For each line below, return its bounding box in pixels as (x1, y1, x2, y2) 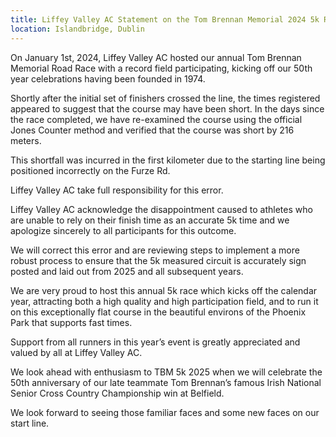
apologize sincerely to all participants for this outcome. (10, 224, 237, 236)
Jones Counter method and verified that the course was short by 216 (10, 124, 295, 136)
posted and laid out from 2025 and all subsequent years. (10, 265, 244, 277)
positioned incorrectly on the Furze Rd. (10, 164, 171, 176)
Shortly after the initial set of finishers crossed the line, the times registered (10, 92, 321, 104)
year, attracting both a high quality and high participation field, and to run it (10, 295, 319, 307)
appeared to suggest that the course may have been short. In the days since (10, 102, 325, 115)
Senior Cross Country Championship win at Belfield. (10, 387, 225, 399)
